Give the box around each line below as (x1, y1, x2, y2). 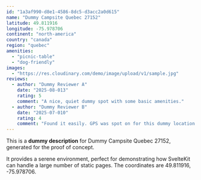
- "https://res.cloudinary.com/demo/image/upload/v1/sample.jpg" (11, 70, 179, 76)
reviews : (6, 76, 28, 82)
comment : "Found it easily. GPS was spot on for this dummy (17, 121, 171, 127)
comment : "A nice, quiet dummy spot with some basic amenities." (17, 98, 185, 104)
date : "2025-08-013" (17, 87, 69, 93)
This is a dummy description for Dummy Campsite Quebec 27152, (6, 137, 171, 144)
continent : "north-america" (6, 31, 77, 37)
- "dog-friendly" (11, 59, 55, 65)
